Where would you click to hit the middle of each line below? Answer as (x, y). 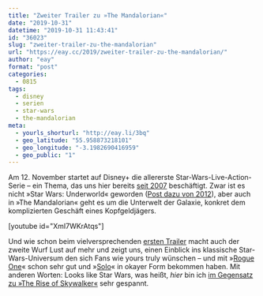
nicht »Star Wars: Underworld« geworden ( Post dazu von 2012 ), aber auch (130, 194)
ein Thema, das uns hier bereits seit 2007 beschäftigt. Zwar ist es (139, 185)
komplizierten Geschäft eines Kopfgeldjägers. (82, 211)
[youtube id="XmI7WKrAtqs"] (56, 227)
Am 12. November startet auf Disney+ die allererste (91, 178)
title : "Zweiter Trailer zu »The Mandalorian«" (88, 15)
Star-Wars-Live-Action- (214, 178)
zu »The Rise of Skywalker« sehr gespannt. (79, 283)
